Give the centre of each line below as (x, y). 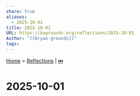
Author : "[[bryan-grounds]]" (41, 38)
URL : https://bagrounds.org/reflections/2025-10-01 (70, 33)
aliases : (17, 17)
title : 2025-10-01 (28, 28)
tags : (13, 44)
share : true (20, 11)
